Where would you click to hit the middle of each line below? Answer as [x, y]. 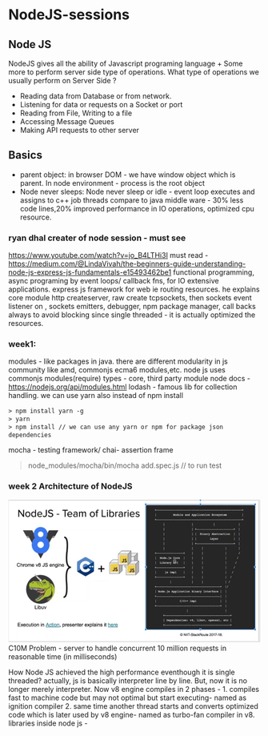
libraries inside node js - [48, 723]
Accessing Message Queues [67, 121]
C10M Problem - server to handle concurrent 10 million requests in [118, 648]
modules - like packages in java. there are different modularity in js [118, 361]
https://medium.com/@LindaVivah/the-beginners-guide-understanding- [127, 264]
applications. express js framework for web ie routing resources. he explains [134, 289]
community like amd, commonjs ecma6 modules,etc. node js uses [117, 370]
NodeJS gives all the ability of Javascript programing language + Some [126, 63]
